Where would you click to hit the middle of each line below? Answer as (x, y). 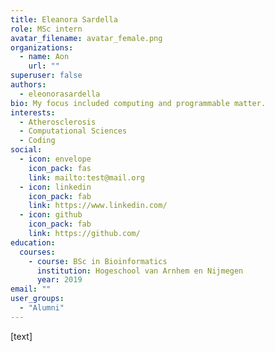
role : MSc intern (46, 29)
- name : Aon (44, 57)
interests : (33, 112)
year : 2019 (59, 280)
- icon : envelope (55, 159)
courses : (37, 252)
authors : (28, 85)
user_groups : (37, 299)
